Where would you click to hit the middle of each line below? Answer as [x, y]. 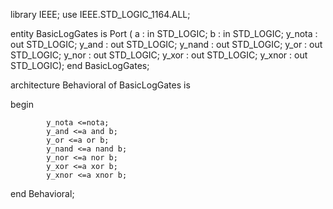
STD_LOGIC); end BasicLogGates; [80, 65]
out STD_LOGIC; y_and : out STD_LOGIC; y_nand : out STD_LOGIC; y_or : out [166, 44]
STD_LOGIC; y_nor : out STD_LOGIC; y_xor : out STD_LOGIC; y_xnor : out [159, 55]
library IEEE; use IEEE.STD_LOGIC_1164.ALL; [100, 14]
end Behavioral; [42, 193]
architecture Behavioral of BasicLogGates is [100, 85]
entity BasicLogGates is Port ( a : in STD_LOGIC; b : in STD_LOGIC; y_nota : [164, 33]
